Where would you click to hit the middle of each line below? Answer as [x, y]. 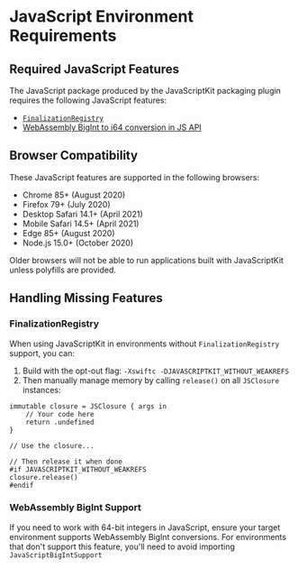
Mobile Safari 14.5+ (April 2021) [81, 224]
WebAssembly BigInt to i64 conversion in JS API [112, 127]
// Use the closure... [52, 445]
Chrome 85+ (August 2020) [74, 195]
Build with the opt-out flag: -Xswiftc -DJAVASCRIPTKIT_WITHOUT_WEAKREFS [156, 371]
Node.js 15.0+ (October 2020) [77, 243]
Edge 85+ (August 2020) [68, 233]
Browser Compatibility [73, 156]
